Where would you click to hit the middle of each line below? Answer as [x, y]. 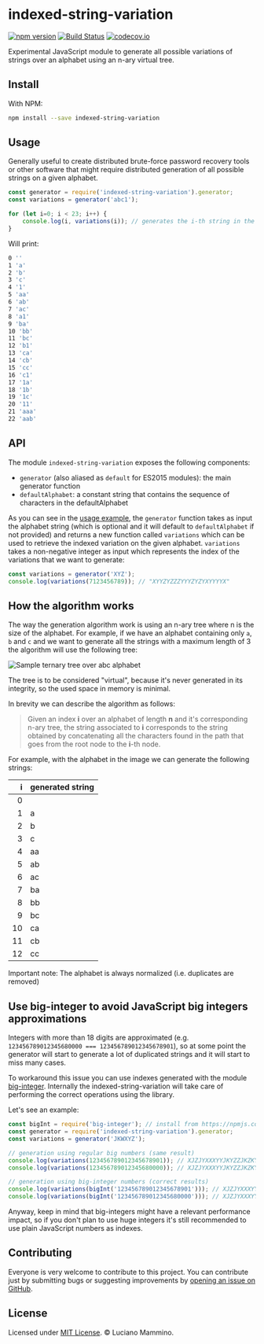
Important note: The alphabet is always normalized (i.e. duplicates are [121, 974]
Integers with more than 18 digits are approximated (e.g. [99, 1038]
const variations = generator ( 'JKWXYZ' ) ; [77, 1139]
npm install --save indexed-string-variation [84, 118]
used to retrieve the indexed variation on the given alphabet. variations [124, 543]
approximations [48, 1019]
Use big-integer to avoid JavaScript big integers [128, 1006]
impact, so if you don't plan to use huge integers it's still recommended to [127, 1220]
